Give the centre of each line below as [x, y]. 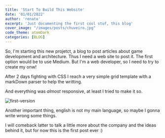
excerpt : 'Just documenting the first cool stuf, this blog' [69, 23]
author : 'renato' [23, 19]
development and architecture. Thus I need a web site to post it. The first [79, 56]
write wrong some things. [31, 115]
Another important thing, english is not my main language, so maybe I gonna [82, 110]
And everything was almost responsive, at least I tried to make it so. [74, 91]
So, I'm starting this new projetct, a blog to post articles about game [74, 51]
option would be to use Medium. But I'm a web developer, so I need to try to [82, 62]
